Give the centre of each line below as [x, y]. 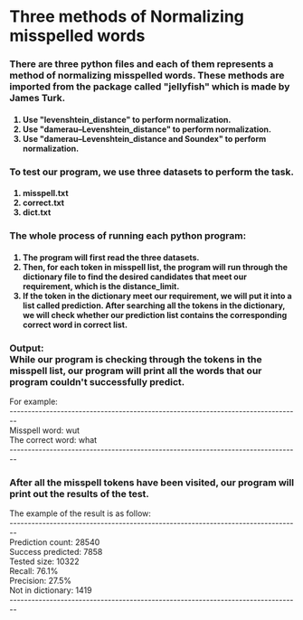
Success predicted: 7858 [56, 552]
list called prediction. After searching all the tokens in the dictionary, [154, 305]
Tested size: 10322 [44, 561]
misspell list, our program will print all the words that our [136, 371]
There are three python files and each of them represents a [142, 64]
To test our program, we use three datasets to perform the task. [151, 172]
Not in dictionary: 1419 [51, 590]
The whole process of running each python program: [128, 236]
